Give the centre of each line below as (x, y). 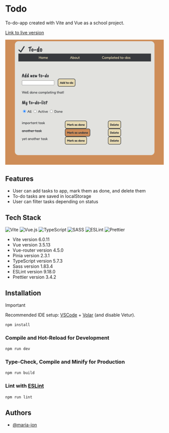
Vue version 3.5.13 (31, 245)
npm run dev (18, 349)
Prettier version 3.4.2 (34, 277)
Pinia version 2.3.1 (31, 256)
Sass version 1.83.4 (33, 266)
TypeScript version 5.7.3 (37, 261)
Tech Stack (23, 218)
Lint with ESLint (25, 386)
